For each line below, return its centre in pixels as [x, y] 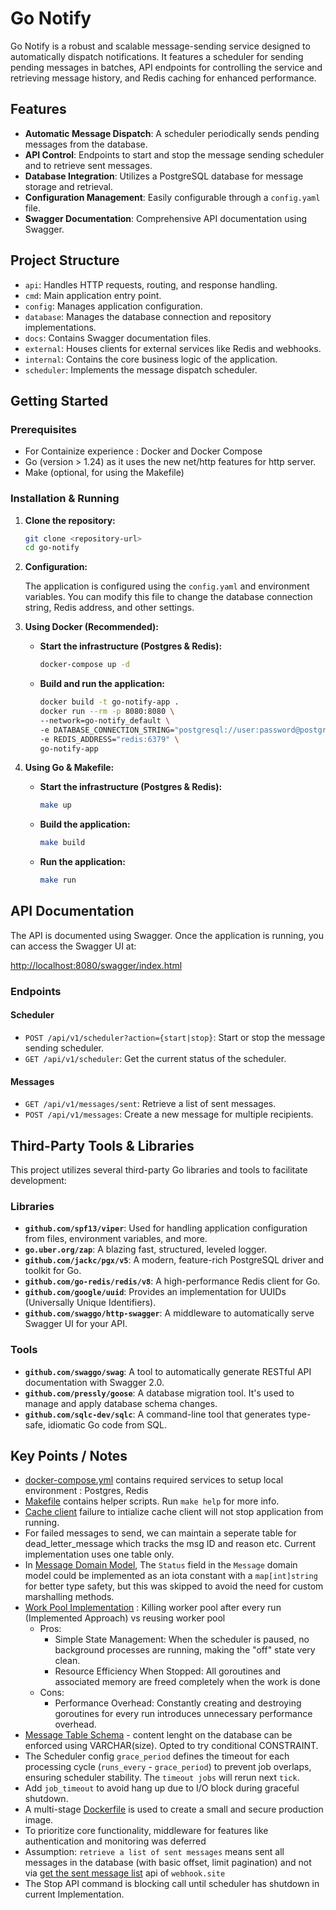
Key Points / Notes [69, 1455]
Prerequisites [43, 429]
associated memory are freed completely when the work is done [187, 1682]
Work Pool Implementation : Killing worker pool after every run [153, 1608]
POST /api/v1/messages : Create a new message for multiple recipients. [169, 1114]
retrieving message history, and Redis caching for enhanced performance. [163, 78]
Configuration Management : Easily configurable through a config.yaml [172, 197]
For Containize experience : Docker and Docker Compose [143, 451]
